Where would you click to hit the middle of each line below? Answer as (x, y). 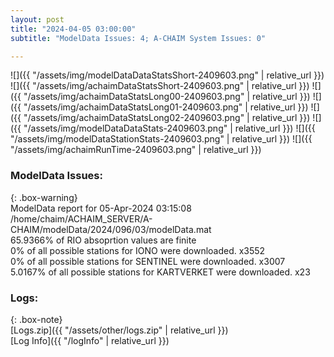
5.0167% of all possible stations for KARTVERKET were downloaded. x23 (160, 272)
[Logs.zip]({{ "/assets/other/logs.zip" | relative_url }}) (119, 330)
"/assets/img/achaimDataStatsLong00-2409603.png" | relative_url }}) (167, 97)
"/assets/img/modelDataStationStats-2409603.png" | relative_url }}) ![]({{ (161, 139)
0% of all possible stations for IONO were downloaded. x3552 (138, 250)
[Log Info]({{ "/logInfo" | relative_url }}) (90, 340)
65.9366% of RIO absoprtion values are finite (103, 240)
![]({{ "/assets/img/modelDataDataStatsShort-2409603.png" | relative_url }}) (167, 75)
